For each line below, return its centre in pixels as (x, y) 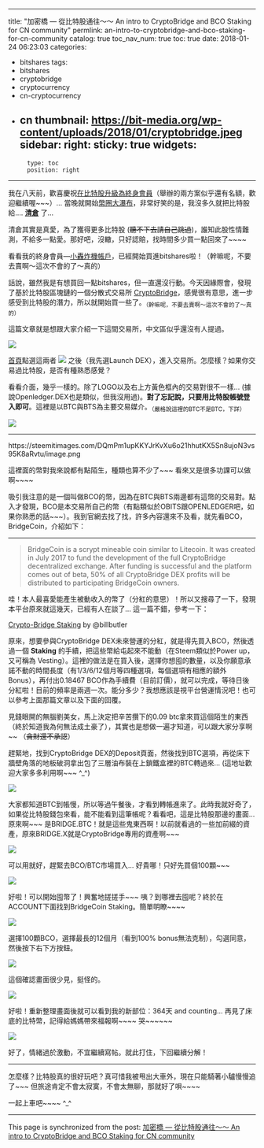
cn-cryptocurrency (50, 96)
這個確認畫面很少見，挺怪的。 (56, 980)
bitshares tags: (44, 62)
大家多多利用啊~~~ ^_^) (52, 773)
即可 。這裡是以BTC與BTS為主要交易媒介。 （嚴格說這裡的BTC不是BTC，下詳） (130, 407)
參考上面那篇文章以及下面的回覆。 (70, 700)
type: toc (43, 163)
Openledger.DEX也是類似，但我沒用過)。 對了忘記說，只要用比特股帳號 (129, 396)
